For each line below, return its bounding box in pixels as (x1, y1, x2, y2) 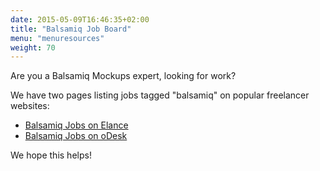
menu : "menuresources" (10, 33, 105, 43)
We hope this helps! (10, 149, 92, 161)
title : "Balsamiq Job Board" (10, 24, 132, 34)
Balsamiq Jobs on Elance (24, 119, 129, 131)
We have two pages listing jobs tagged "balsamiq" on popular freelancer (10, 89, 310, 101)
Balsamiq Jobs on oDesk (24, 130, 128, 142)
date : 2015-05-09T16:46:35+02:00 (10, 14, 150, 25)
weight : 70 (10, 42, 56, 53)
